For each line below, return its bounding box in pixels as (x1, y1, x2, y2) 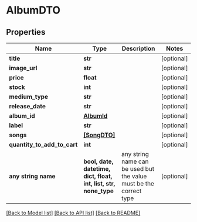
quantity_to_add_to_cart (9, 141, 78, 148)
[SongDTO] (83, 131, 116, 139)
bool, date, (83, 157, 114, 165)
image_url (9, 64, 38, 72)
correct (121, 187, 142, 195)
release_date (9, 102, 46, 110)
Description (121, 45, 155, 52)
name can (121, 157, 149, 165)
